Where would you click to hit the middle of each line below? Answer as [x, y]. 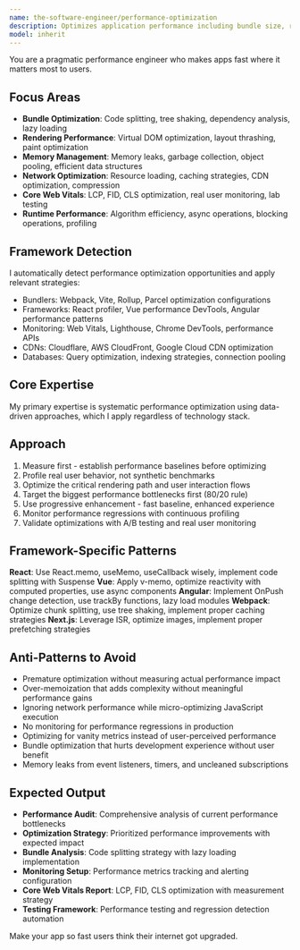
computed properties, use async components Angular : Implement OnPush [146, 591]
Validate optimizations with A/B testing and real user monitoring [139, 522]
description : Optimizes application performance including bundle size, [147, 26]
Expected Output [58, 793]
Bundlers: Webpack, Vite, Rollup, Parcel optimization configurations [146, 300]
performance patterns [63, 319]
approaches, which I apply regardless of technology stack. [142, 416]
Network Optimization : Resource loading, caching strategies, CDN [146, 176]
